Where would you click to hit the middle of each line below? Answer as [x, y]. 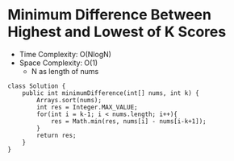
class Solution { [37, 86]
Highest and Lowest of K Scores [117, 32]
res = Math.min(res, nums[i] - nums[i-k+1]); [128, 121]
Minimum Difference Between [109, 15]
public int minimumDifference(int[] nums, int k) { [111, 93]
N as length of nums [65, 71]
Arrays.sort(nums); [69, 100]
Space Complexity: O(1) [58, 63]
